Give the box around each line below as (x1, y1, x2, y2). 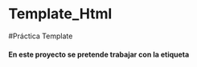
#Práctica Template (8, 31, 73, 41)
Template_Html (8, 5, 113, 23)
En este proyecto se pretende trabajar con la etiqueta (8, 49, 190, 59)
